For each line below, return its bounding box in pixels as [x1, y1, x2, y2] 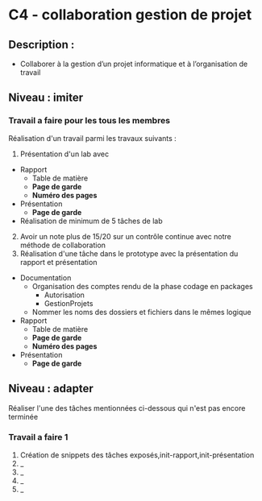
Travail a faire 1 [8, 432, 69, 443]
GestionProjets [44, 298, 94, 308]
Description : [8, 38, 75, 52]
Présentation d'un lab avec [19, 149, 110, 159]
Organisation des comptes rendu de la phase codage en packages [31, 281, 253, 291]
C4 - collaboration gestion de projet [8, 6, 252, 24]
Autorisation [44, 290, 85, 300]
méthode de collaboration [19, 240, 106, 250]
